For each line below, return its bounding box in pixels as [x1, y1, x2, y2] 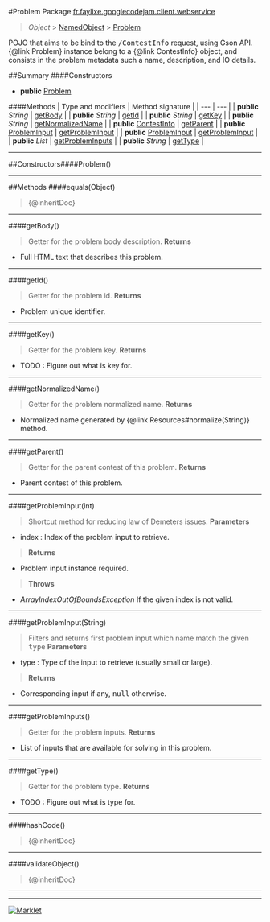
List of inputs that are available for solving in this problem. [19, 743, 212, 752]
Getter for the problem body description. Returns [27, 237, 191, 246]
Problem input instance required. [19, 563, 129, 573]
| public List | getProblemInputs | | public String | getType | [8, 136, 204, 146]
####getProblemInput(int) [8, 501, 95, 510]
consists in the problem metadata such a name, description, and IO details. [8, 56, 256, 64]
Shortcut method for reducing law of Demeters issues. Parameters [27, 517, 250, 526]
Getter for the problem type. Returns [27, 782, 150, 791]
